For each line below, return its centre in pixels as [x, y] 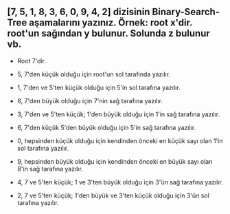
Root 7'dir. [32, 61]
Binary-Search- [186, 12]
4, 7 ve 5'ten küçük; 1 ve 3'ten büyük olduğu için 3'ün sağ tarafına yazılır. [120, 182]
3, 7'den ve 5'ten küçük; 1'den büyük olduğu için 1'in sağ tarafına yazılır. [118, 114]
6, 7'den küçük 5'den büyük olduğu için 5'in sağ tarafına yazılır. [106, 127]
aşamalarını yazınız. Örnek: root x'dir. [111, 23]
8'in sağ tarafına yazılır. [50, 169]
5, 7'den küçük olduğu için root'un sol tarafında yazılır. [93, 74]
